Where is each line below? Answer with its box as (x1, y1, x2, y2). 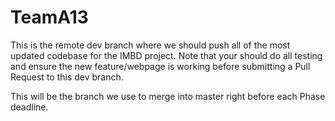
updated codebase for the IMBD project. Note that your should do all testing (10, 49, 323, 61)
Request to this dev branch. (10, 71, 124, 83)
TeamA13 (10, 6, 89, 29)
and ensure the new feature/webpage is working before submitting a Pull (10, 60, 311, 72)
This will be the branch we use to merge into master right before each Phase (10, 90, 326, 102)
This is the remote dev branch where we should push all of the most (10, 39, 291, 51)
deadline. (10, 101, 49, 113)
